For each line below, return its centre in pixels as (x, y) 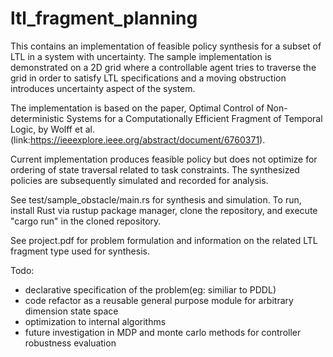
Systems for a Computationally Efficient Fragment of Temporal (194, 118)
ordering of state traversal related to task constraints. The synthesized (155, 169)
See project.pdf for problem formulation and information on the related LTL (164, 240)
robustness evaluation (70, 343)
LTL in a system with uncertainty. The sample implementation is (141, 56)
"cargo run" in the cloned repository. (86, 221)
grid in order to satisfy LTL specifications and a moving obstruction (148, 78)
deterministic (37, 118)
